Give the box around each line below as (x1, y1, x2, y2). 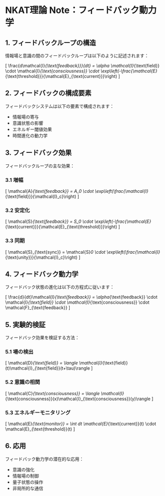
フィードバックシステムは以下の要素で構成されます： (5, 103, 115, 109)
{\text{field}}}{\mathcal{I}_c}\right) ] (5, 193, 79, 199)
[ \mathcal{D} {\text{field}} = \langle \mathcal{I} (5, 360, 103, 366)
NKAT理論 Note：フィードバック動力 (5, 4, 157, 16)
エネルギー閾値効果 (12, 126, 52, 132)
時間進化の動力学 (12, 132, 48, 138)
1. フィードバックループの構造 (5, 38, 96, 47)
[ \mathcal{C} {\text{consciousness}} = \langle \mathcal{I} (5, 390, 125, 396)
